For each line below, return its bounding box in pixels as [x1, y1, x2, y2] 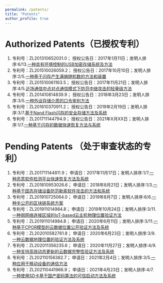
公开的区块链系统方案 [20, 200, 64, 206]
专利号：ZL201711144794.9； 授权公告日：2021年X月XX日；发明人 [12, 116, 145, 122]
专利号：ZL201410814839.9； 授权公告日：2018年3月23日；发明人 [12, 92, 146, 97]
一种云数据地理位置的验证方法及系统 [12, 236, 85, 242]
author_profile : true [5, 16, 49, 21]
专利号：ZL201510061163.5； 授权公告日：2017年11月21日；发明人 [12, 79, 144, 85]
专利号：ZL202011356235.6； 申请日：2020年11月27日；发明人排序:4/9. [12, 243, 157, 249]
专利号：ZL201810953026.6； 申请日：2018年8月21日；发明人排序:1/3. [12, 182, 154, 188]
